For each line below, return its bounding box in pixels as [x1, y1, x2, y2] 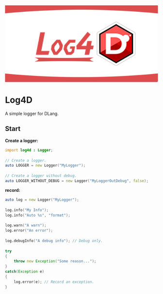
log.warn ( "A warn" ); [5, 223, 47, 228]
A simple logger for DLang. [5, 110, 59, 116]
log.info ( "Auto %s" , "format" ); [5, 213, 70, 218]
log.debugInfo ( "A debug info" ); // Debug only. [5, 238, 103, 243]
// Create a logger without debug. [5, 173, 77, 178]
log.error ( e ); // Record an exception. [14, 279, 95, 284]
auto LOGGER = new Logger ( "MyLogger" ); [5, 163, 86, 168]
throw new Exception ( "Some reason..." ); [14, 259, 97, 264]
